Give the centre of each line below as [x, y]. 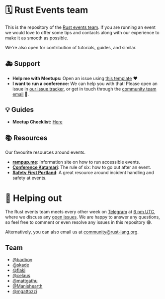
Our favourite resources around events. [45, 152]
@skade [21, 265]
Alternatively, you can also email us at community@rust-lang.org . [72, 232]
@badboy [22, 260]
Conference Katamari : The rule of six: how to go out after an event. [82, 167]
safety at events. [29, 178]
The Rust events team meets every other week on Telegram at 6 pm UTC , [80, 212]
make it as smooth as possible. [37, 38]
